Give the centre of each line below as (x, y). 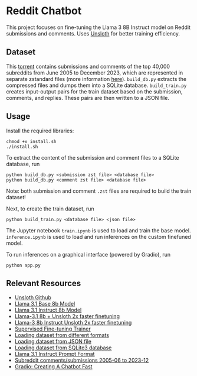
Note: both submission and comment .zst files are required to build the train (99, 191)
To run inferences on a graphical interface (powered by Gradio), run (88, 254)
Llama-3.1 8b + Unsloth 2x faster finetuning (67, 316)
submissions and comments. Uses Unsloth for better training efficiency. (93, 33)
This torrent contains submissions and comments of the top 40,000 (88, 66)
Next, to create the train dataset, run (50, 209)
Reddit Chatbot (44, 11)
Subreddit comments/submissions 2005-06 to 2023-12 (82, 360)
